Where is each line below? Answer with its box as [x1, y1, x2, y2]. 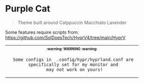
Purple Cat [5, 3, 50, 14]
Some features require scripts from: [5, 29, 79, 35]
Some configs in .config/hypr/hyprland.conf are [13, 56, 134, 62]
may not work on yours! [46, 66, 103, 72]
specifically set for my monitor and [28, 61, 118, 67]
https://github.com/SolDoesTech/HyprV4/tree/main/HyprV [5, 34, 126, 40]
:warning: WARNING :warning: [46, 46, 98, 51]
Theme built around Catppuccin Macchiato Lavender [17, 19, 127, 25]
